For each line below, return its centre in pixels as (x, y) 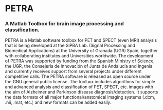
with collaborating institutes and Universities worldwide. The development (79, 56)
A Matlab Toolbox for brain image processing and (64, 24)
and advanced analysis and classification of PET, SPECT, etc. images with (79, 87)
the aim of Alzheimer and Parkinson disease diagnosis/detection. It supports (81, 92)
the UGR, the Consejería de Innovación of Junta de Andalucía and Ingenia (79, 66)
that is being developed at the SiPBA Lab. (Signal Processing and (70, 46)
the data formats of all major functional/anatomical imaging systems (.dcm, (80, 97)
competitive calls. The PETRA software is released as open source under (78, 76)
